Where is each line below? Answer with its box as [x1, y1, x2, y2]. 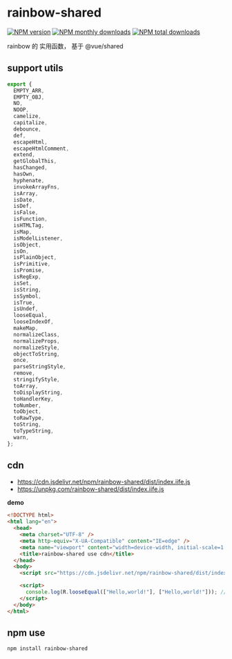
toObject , [13, 408, 41, 415]
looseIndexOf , [13, 318, 54, 325]
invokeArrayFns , [13, 183, 60, 191]
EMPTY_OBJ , [13, 93, 45, 101]
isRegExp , [13, 274, 41, 280]
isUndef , [13, 305, 39, 312]
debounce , [13, 126, 41, 133]
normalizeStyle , [13, 344, 60, 351]
